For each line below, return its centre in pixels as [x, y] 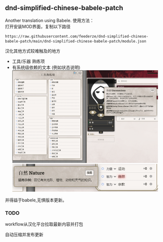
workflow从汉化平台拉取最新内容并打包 [44, 224]
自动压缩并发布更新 [24, 235]
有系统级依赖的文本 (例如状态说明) [46, 67]
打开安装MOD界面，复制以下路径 [38, 26]
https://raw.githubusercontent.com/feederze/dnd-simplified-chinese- [77, 36]
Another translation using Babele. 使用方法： [49, 20]
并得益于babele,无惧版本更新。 [36, 200]
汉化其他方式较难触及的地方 [33, 51]
